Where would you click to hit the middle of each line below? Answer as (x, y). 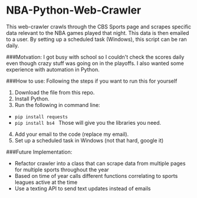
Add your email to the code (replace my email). (72, 134)
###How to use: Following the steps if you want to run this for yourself (92, 81)
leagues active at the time (46, 182)
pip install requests (41, 117)
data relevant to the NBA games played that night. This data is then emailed (98, 33)
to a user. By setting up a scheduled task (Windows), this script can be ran (96, 39)
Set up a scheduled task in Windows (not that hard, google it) (89, 140)
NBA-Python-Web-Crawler (74, 10)
